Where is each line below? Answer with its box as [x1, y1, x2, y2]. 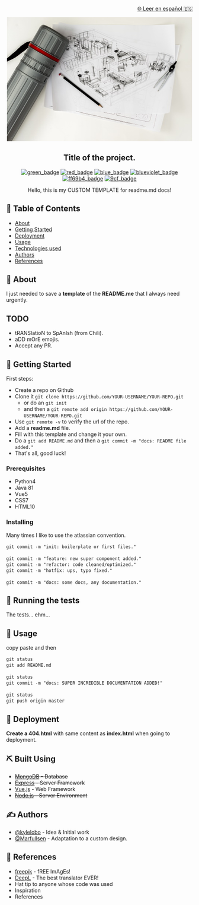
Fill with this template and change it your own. [14, 431, 127, 438]
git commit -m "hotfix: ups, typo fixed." [6, 567, 113, 574]
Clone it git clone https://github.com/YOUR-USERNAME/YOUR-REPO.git [14, 393, 184, 400]
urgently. [6, 296, 28, 303]
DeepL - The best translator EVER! [14, 874, 99, 881]
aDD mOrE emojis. [14, 336, 60, 343]
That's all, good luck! [14, 450, 66, 457]
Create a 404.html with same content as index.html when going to [6, 730, 171, 737]
